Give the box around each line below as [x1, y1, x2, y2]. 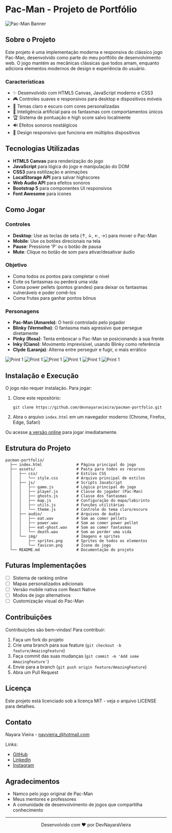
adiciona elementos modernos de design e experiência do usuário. [5, 65, 146, 71]
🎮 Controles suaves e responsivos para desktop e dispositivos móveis [12, 96, 162, 102]
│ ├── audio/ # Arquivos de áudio [10, 511, 120, 516]
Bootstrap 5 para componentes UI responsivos [12, 185, 112, 191]
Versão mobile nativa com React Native [12, 586, 96, 592]
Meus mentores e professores [12, 796, 77, 802]
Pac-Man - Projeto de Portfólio [5, 4, 137, 15]
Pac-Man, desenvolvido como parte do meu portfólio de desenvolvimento [5, 54, 161, 60]
